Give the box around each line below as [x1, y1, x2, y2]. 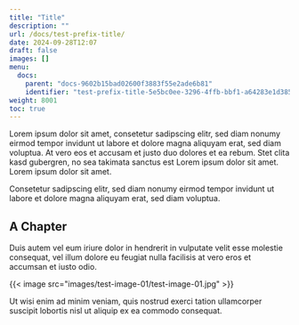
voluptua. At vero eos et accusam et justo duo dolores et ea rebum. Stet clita [9, 148, 290, 158]
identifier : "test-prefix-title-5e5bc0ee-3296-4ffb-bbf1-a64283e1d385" [25, 87, 296, 96]
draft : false [9, 46, 58, 55]
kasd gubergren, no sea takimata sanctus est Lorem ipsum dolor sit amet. [9, 157, 279, 167]
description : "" [9, 21, 69, 30]
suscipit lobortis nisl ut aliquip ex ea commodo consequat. [9, 305, 222, 316]
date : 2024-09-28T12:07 [9, 37, 98, 47]
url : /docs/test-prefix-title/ [9, 29, 125, 38]
